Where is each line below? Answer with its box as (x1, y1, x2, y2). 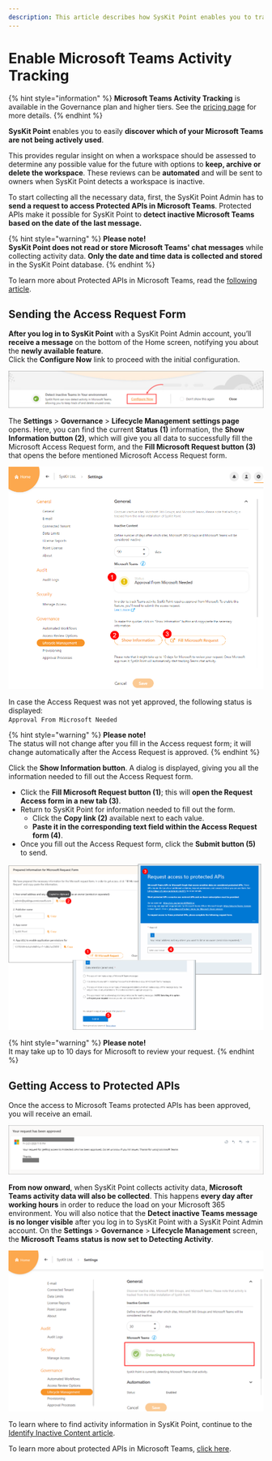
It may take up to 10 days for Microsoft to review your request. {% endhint (8, 1047, 255, 1057)
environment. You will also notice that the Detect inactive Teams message (8, 1209, 257, 1217)
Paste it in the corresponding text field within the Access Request (32, 821, 257, 831)
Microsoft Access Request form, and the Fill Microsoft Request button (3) (8, 442, 257, 452)
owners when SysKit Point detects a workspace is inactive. (8, 176, 205, 186)
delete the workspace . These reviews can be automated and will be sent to (8, 167, 263, 178)
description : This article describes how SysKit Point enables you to (8, 13, 252, 21)
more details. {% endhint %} (8, 110, 104, 120)
